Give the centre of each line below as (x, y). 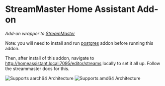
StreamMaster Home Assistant (70, 9)
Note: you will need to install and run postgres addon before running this (79, 43)
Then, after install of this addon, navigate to (50, 58)
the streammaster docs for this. (37, 69)
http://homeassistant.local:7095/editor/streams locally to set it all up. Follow (83, 63)
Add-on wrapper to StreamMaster (40, 33)
